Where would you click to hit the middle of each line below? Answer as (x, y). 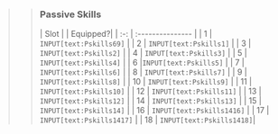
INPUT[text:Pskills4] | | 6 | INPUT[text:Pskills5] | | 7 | (142, 63)
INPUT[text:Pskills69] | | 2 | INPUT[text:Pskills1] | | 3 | (145, 43)
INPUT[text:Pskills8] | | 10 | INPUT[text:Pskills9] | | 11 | (146, 82)
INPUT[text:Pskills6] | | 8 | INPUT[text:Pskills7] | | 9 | (143, 72)
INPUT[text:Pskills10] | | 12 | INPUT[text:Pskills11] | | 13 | (151, 91)
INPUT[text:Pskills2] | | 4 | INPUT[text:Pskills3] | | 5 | (143, 53)
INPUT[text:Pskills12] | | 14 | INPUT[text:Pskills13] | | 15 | (151, 101)
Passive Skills (70, 14)
